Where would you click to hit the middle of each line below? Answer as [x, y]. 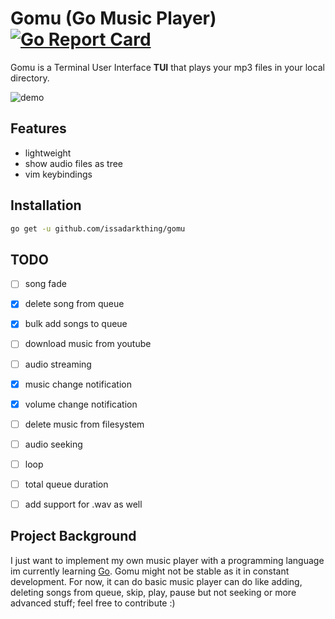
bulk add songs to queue [76, 324]
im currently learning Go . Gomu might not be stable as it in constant [150, 571]
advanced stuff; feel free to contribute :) [93, 603]
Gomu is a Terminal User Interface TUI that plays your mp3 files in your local [167, 67]
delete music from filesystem [84, 424]
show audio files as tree [74, 163]
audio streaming [58, 364]
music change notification [78, 384]
